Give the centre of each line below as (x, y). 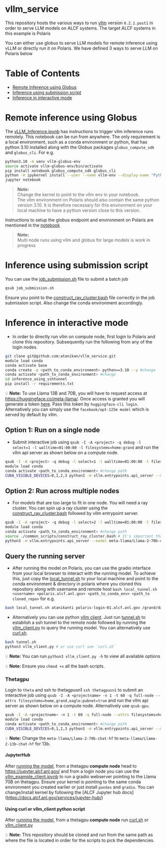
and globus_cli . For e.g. (30, 152)
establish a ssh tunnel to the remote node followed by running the (79, 623)
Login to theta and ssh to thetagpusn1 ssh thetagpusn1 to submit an (74, 690)
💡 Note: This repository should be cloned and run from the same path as (79, 835)
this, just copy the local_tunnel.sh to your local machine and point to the (85, 579)
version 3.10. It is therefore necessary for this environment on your (85, 205)
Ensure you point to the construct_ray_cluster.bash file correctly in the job (80, 298)
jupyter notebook (23, 180)
